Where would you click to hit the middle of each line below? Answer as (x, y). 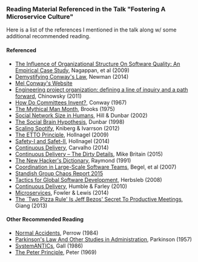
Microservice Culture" (40, 16)
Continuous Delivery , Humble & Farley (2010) (71, 186)
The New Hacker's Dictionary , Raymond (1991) (73, 160)
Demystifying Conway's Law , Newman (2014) (72, 76)
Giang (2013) (31, 206)
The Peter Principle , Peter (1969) (56, 252)
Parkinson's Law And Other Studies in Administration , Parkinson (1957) (104, 239)
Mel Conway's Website (44, 83)
